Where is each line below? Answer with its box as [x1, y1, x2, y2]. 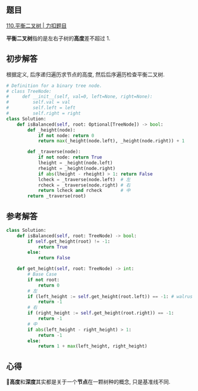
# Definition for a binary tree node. [6, 82, 102, 89]
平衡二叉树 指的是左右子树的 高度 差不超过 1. [6, 35, 111, 42]
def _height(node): [27, 127, 76, 133]
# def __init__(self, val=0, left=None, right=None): [6, 94, 153, 100]
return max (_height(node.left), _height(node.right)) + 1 [37, 138, 185, 144]
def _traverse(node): [27, 149, 81, 155]
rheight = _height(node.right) [37, 165, 116, 171]
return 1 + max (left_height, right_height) [37, 343, 147, 349]
